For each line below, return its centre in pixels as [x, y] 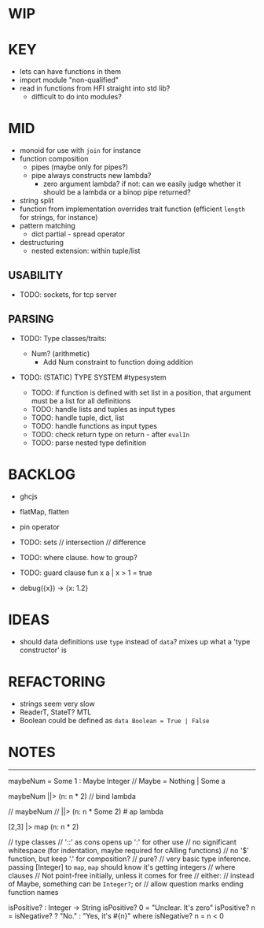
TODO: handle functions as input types [94, 425]
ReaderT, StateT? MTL [55, 712]
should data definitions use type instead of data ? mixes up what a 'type [135, 641]
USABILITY [36, 275]
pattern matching [48, 226]
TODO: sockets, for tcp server [68, 294]
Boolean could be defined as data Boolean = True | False [114, 720]
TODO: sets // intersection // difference [83, 542]
